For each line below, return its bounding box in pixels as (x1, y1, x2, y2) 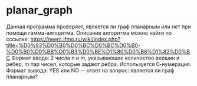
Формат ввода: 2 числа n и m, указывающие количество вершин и (11, 54, 180, 61)
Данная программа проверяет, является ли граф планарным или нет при (6, 23, 192, 30)
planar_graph (6, 4, 73, 17)
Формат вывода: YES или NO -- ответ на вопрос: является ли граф (6, 67, 175, 74)
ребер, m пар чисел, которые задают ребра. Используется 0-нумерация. (6, 60, 192, 68)
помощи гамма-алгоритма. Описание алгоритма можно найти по (6, 29, 172, 36)
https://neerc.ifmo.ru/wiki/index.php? (30, 35, 121, 42)
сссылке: (6, 35, 29, 42)
